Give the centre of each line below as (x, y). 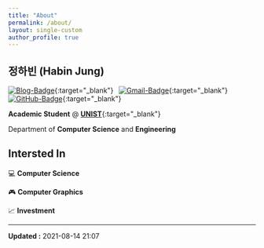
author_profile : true (44, 37)
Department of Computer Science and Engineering (92, 129)
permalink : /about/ (40, 23)
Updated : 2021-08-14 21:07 (54, 235)
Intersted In (37, 154)
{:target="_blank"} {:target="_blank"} (141, 90)
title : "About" (33, 15)
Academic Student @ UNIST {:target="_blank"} (84, 114)
